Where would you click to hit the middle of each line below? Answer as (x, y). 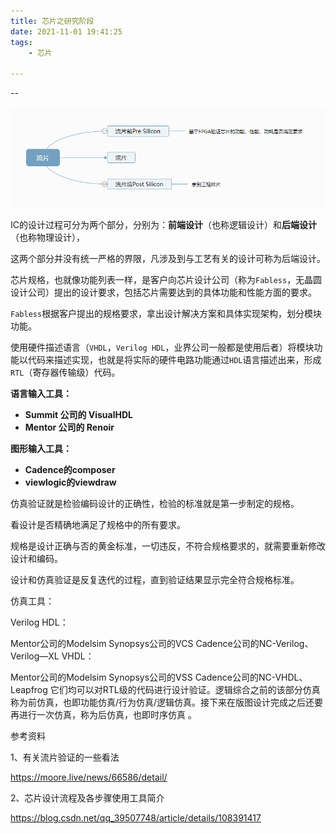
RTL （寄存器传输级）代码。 (65, 372)
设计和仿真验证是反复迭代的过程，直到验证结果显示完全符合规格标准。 (155, 580)
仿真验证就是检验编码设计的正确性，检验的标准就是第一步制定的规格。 (155, 504)
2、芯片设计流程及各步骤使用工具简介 (87, 798)
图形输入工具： (41, 449)
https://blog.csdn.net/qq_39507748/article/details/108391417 (136, 818)
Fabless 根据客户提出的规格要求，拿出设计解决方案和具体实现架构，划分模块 (166, 314)
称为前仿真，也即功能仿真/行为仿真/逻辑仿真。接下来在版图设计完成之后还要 (167, 702)
